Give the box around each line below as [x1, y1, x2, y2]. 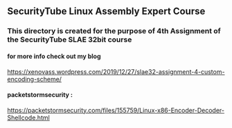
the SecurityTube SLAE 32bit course [7, 35, 132, 44]
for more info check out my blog [7, 52, 101, 60]
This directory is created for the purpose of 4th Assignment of [7, 26, 222, 36]
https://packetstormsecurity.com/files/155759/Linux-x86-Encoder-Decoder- [7, 106, 225, 114]
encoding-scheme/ [7, 75, 62, 83]
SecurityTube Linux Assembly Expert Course [7, 6, 206, 17]
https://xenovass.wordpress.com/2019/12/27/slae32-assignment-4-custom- [7, 67, 225, 75]
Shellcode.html [7, 113, 50, 122]
